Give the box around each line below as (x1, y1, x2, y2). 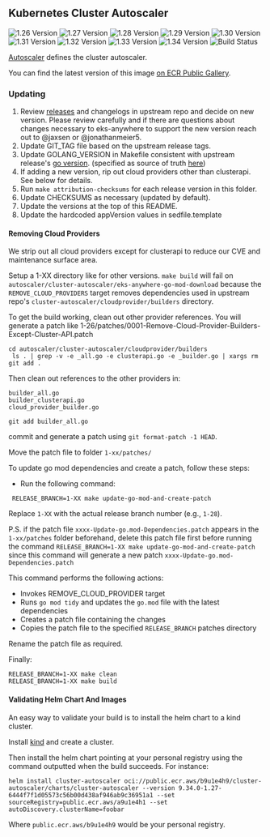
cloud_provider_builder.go (8, 404, 99, 412)
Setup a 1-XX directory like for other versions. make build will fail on (8, 271, 234, 280)
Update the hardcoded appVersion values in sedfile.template (19, 210, 222, 220)
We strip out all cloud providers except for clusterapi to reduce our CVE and (8, 246, 261, 256)
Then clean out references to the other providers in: (8, 374, 181, 383)
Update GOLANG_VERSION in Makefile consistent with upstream (19, 150, 235, 160)
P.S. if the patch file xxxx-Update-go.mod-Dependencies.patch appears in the (8, 524, 259, 534)
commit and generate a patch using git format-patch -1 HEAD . (8, 432, 218, 442)
